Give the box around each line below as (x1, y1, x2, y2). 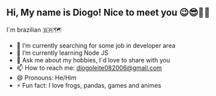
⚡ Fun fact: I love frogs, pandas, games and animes (16, 81, 162, 89)
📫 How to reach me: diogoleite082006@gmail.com (16, 63, 163, 72)
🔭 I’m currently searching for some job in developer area (16, 41, 176, 49)
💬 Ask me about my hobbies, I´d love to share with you (16, 56, 171, 64)
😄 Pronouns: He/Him (16, 73, 77, 82)
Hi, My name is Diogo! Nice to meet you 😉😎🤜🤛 (6, 7, 211, 19)
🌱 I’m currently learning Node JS (16, 49, 109, 57)
